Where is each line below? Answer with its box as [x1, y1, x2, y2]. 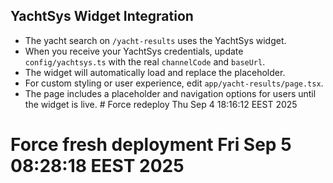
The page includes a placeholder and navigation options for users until [24, 87, 317, 99]
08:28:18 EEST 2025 [10, 155, 185, 177]
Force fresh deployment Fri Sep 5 [10, 134, 292, 156]
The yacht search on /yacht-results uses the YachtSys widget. [24, 34, 287, 46]
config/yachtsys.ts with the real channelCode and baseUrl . [24, 55, 266, 68]
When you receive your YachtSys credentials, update [24, 45, 244, 57]
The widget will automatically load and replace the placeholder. [24, 66, 286, 78]
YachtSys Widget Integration [10, 8, 194, 25]
